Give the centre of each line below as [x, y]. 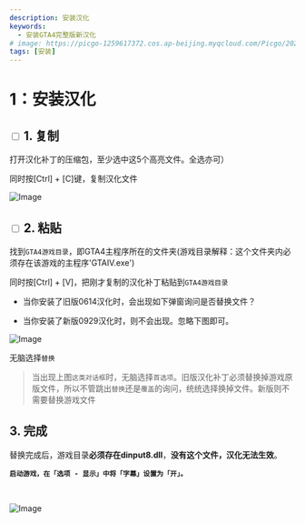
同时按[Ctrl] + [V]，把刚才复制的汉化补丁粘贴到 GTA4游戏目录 [119, 282]
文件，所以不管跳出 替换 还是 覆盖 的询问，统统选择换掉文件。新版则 [161, 388]
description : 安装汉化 [49, 18]
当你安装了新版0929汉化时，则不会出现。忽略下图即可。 [128, 320]
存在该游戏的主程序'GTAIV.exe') [76, 262]
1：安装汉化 [53, 100]
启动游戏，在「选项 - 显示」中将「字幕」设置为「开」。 [98, 474]
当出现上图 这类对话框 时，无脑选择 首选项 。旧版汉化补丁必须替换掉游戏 [158, 377]
